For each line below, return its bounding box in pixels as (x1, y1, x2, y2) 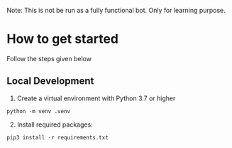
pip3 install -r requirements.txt (6, 134, 109, 141)
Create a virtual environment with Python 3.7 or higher (16, 94, 176, 102)
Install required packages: (16, 120, 93, 129)
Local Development (6, 75, 94, 88)
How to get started (6, 31, 118, 47)
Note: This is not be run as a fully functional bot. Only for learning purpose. (6, 6, 226, 14)
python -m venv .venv (6, 107, 71, 115)
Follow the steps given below (6, 54, 92, 63)
